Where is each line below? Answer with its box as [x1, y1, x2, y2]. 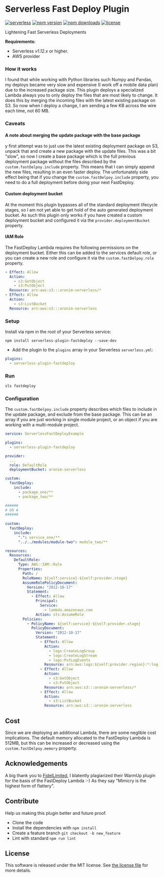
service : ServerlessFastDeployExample [5, 431, 84, 436]
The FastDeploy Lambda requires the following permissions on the [5, 244, 139, 250]
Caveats [5, 120, 25, 127]
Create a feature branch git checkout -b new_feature [12, 830, 121, 836]
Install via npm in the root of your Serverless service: [5, 329, 111, 334]
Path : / [22, 571, 38, 576]
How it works [5, 65, 37, 72]
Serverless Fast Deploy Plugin [5, 3, 129, 15]
